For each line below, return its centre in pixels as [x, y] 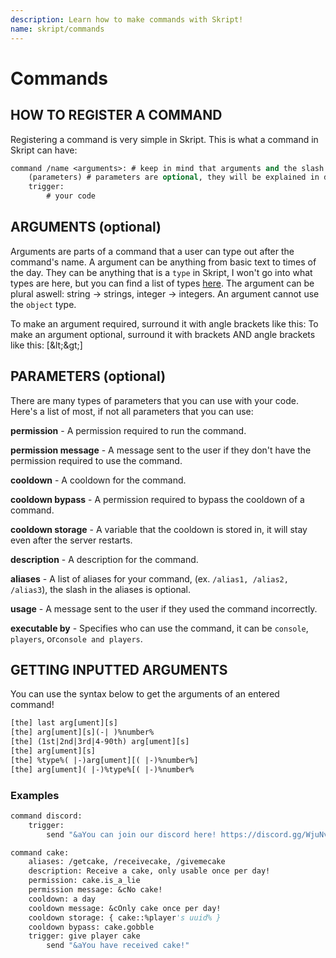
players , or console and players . [76, 638]
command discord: [46, 816]
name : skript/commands [57, 29]
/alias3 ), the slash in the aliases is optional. [100, 589]
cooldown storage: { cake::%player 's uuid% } [125, 917]
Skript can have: [44, 150]
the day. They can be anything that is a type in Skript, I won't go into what [161, 272]
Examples [35, 795]
